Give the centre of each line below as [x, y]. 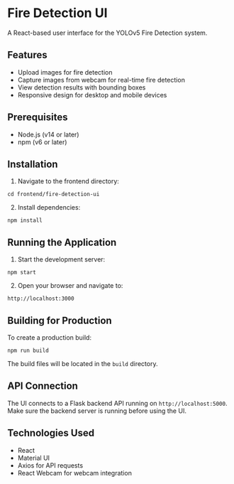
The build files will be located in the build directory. [83, 364]
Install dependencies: [49, 208]
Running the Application [62, 242]
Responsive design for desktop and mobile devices [92, 95]
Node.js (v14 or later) [48, 134]
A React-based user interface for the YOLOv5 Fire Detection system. [107, 33]
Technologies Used [51, 433]
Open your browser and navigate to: [70, 286]
